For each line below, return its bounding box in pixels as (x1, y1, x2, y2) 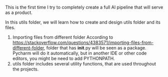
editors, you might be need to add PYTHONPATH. (12, 55, 115, 61)
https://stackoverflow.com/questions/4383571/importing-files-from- (12, 39, 154, 45)
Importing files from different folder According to (12, 34, 114, 40)
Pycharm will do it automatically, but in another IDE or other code (12, 50, 147, 56)
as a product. (5, 9, 33, 15)
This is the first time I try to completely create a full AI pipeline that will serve (5, 4, 163, 10)
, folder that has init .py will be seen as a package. (44, 45, 147, 50)
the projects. (12, 66, 39, 72)
